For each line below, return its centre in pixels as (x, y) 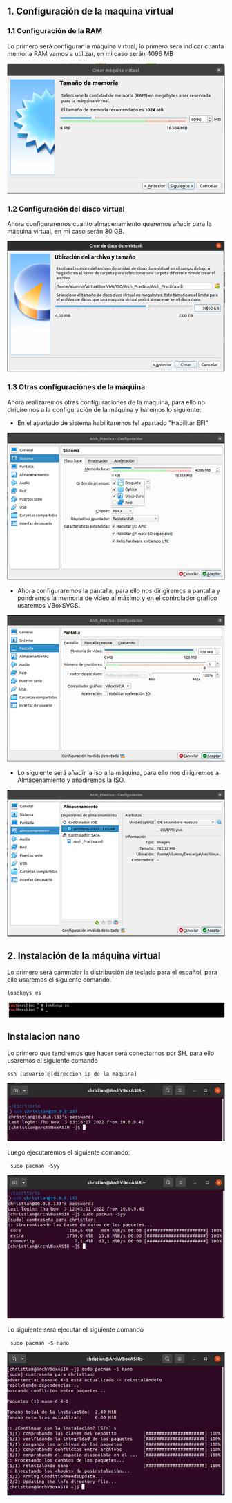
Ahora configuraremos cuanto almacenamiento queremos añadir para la (109, 224)
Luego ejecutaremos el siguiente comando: (69, 1152)
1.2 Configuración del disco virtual (66, 209)
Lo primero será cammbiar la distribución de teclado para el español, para (112, 972)
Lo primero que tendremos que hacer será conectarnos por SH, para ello (111, 1053)
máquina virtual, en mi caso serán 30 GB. (66, 232)
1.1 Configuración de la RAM (55, 31)
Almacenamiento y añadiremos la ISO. (71, 780)
